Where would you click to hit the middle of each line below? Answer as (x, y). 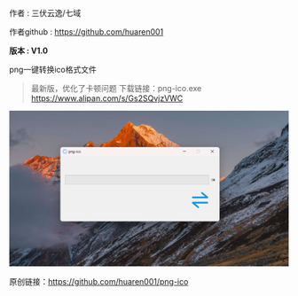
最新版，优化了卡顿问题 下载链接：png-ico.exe (116, 88)
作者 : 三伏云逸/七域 (45, 13)
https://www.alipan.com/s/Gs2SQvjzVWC (107, 98)
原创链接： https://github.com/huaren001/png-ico (99, 282)
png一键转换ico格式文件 (53, 70)
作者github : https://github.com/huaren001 (86, 32)
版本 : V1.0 (29, 51)
